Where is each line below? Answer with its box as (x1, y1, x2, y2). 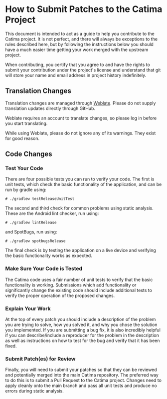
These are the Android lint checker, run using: (5, 210, 99, 216)
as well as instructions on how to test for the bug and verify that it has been (5, 337, 160, 343)
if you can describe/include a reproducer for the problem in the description (5, 332, 160, 338)
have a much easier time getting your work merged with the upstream (5, 46, 149, 52)
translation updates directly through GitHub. (5, 105, 96, 111)
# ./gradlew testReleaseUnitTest (5, 196, 75, 201)
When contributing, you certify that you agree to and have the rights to (5, 61, 151, 67)
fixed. (5, 343, 17, 349)
